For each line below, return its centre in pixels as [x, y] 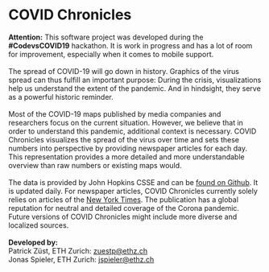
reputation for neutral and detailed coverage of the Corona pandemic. [124, 208]
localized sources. [39, 225]
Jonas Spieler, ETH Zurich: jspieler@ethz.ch [81, 259]
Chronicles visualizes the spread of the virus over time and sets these [124, 139]
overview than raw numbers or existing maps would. [95, 165]
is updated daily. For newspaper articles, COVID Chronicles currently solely [133, 191]
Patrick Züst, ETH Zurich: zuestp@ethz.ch [78, 250]
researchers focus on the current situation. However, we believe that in [126, 122]
